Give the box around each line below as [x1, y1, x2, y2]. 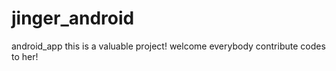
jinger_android [11, 7, 135, 30]
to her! [11, 50, 39, 62]
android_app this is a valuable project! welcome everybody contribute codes [11, 40, 326, 52]
